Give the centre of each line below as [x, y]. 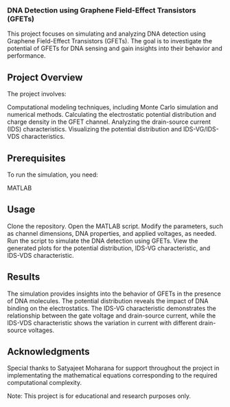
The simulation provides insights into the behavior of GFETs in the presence [114, 294]
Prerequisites [36, 158]
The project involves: [37, 94]
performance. [26, 56]
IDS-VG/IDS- [201, 129]
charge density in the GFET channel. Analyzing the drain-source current [109, 122]
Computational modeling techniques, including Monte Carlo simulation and [113, 107]
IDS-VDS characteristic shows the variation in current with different [102, 322]
